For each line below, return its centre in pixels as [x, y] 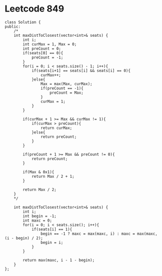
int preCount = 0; [42, 48]
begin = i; [52, 242]
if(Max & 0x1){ [39, 172]
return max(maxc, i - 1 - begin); [59, 260]
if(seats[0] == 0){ [43, 53]
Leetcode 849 [35, 9]
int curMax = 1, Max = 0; [50, 44]
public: [13, 26]
